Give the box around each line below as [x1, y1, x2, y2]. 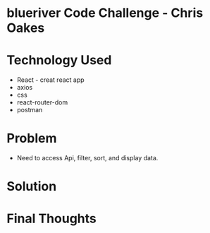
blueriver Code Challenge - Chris [6, 5, 204, 21]
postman [16, 106, 43, 114]
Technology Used [6, 52, 112, 68]
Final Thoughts [6, 210, 97, 227]
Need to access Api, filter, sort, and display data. [16, 154, 159, 162]
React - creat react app [16, 76, 85, 84]
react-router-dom [16, 98, 68, 107]
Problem [6, 131, 57, 146]
